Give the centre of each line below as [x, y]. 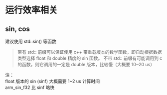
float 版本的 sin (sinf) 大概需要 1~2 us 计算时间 [53, 81]
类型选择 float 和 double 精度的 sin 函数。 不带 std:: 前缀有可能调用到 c [90, 58]
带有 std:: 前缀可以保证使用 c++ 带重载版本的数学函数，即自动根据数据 [89, 52]
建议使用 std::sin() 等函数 [31, 41]
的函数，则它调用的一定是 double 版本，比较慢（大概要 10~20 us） [86, 64]
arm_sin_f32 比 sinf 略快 [30, 87]
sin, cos [17, 29]
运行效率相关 [32, 10]
